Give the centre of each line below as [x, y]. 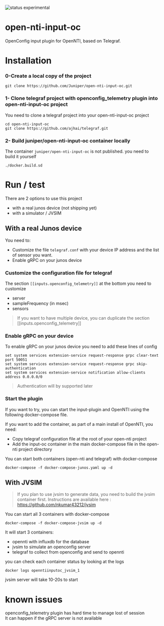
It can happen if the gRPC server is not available [54, 618]
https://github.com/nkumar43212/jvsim [57, 505]
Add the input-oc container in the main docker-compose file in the [79, 444]
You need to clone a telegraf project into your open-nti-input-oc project [77, 115]
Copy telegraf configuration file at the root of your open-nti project [79, 439]
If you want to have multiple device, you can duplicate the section [83, 318]
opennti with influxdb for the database [51, 542]
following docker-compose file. [36, 415]
